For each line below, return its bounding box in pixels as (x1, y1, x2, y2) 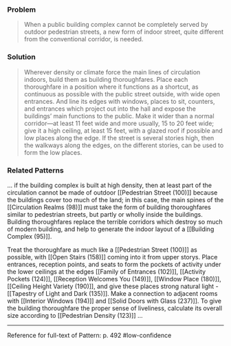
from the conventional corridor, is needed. (23, 35, 144, 43)
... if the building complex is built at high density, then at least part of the (7, 181, 212, 189)
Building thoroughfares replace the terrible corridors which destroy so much (7, 217, 223, 226)
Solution (7, 52, 36, 62)
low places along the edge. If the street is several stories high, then (23, 133, 214, 142)
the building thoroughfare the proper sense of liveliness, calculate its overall (7, 304, 222, 312)
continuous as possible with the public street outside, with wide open (23, 89, 221, 98)
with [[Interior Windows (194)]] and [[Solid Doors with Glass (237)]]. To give (7, 296, 222, 305)
